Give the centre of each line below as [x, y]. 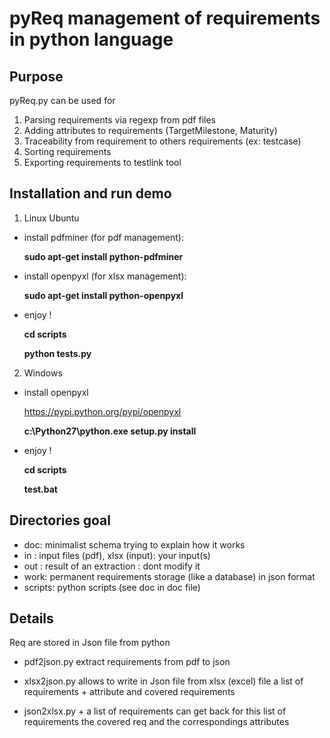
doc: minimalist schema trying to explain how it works [134, 544]
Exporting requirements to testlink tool [102, 162]
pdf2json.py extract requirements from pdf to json [127, 662]
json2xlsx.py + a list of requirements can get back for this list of [155, 711]
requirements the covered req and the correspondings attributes [156, 722]
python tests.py [57, 353]
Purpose [36, 76]
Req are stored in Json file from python [90, 643]
